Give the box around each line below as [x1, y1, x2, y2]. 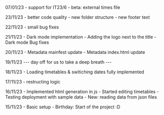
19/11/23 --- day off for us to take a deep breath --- [5, 59, 112, 65]
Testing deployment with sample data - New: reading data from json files [5, 94, 157, 100]
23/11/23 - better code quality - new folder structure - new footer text [5, 14, 150, 20]
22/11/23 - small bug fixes [5, 24, 59, 30]
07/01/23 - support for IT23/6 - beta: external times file [5, 5, 120, 10]
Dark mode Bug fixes [5, 39, 49, 45]
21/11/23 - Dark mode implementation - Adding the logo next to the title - [5, 34, 156, 40]
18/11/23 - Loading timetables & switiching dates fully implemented [5, 69, 144, 75]
